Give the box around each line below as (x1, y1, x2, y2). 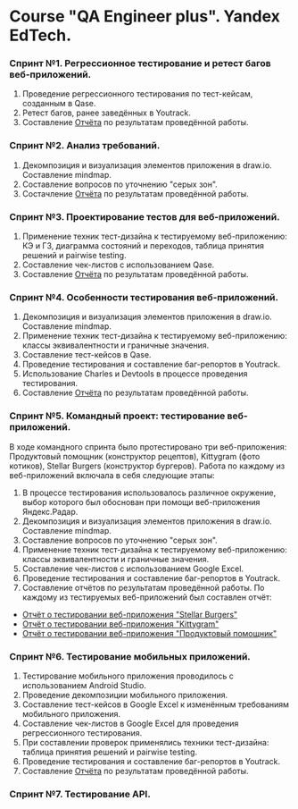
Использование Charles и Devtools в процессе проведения (21, 368, 248, 379)
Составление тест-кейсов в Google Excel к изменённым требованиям (21, 699, 290, 710)
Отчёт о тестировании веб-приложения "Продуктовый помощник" (21, 628, 277, 638)
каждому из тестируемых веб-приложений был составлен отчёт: (21, 592, 272, 603)
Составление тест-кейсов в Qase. (21, 350, 152, 360)
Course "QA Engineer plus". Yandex (9, 6, 281, 27)
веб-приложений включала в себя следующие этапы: (9, 469, 216, 480)
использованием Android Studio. (21, 679, 147, 690)
